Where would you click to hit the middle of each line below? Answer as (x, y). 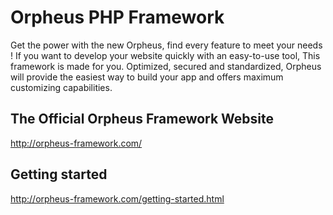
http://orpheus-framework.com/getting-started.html (117, 198)
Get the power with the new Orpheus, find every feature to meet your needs (166, 45)
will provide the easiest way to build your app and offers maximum (147, 77)
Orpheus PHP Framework (117, 17)
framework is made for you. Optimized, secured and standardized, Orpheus (166, 66)
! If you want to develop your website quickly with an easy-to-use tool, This (165, 55)
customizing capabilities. (61, 87)
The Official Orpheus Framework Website (142, 119)
